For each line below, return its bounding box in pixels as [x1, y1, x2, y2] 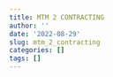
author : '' [9, 21, 49, 30]
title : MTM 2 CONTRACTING [9, 12, 104, 22]
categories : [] [9, 46, 65, 55]
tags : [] [9, 54, 41, 63]
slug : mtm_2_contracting [9, 37, 101, 47]
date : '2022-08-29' [9, 29, 81, 38]
